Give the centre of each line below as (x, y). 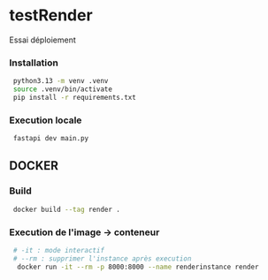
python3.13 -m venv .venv (61, 81)
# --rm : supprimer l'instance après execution (102, 258)
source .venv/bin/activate (63, 89)
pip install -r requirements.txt (75, 97)
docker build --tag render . (67, 209)
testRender (51, 15)
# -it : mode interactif (58, 250)
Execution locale (46, 120)
